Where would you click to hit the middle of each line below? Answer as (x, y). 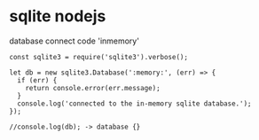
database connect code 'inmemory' (75, 41)
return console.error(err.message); (93, 88)
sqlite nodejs (58, 16)
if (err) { (37, 80)
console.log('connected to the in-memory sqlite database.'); (134, 104)
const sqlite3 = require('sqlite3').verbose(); (99, 57)
